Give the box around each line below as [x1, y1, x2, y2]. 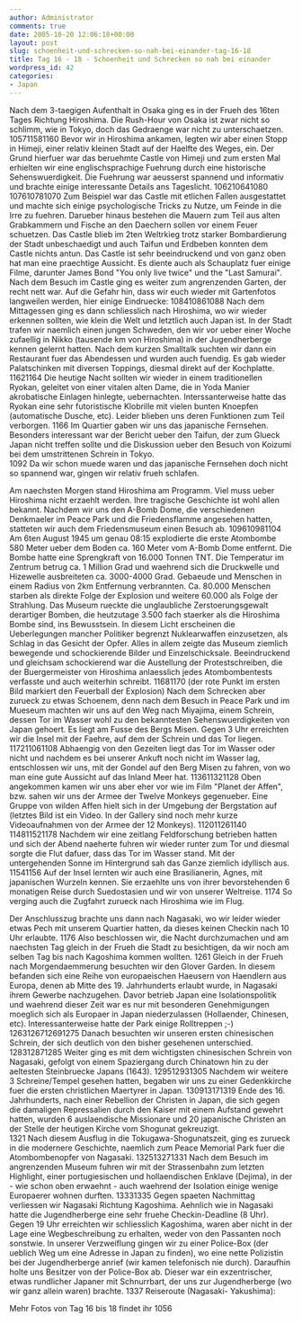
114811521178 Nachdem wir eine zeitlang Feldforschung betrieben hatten [9, 829, 278, 839]
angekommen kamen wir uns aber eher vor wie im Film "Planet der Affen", [9, 781, 283, 792]
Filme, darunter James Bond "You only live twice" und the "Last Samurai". [9, 267, 283, 278]
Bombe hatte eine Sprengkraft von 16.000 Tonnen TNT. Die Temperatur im [9, 552, 285, 563]
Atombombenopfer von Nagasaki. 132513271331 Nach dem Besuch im [9, 1151, 269, 1162]
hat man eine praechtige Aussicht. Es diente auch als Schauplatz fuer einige [9, 257, 291, 268]
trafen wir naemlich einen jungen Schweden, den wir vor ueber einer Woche [9, 324, 291, 335]
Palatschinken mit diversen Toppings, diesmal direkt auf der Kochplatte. [9, 362, 275, 373]
